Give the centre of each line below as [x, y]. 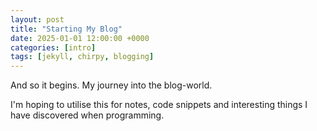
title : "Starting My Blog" [66, 29]
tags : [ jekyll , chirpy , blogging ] [82, 57]
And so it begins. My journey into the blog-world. [111, 85]
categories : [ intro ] [53, 47]
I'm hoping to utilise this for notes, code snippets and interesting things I [159, 105]
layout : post [37, 19]
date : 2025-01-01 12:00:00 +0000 [80, 38]
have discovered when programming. [87, 115]
